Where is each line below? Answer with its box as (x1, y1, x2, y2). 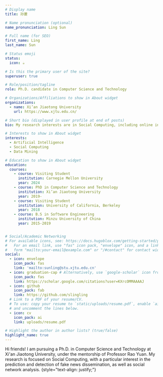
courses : (9, 167, 27, 172)
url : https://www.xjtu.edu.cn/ (14, 109, 77, 114)
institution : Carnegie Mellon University (17, 176, 103, 181)
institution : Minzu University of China (17, 217, 101, 221)
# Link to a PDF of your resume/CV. (9, 297, 83, 302)
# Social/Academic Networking (5, 234, 66, 239)
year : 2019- (17, 194, 42, 199)
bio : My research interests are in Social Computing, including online (5, 122, 153, 127)
